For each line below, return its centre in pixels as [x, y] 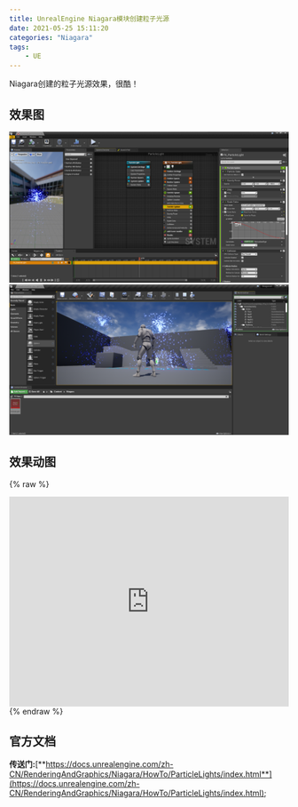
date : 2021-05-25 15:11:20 [59, 28]
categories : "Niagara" [51, 37]
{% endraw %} [36, 711]
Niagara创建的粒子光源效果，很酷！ [74, 84]
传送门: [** [27, 764]
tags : [19, 47]
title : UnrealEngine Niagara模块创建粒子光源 [90, 19]
